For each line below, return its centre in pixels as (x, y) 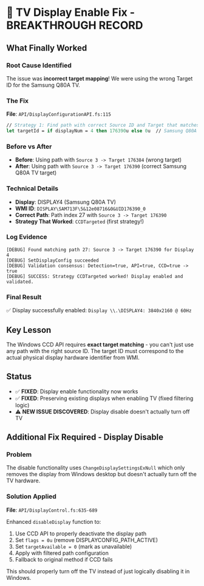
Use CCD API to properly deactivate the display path (81, 534)
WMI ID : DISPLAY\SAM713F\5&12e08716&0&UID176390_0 (80, 208)
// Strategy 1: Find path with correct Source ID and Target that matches (103, 125)
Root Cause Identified (39, 65)
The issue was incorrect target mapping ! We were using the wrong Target (100, 78)
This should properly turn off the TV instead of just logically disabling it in (98, 571)
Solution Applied (31, 496)
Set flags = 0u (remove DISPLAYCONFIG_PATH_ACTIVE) (87, 540)
